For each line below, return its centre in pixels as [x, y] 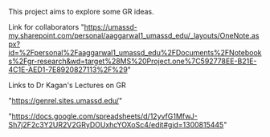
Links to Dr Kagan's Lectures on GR [67, 85]
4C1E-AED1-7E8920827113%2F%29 [68, 70]
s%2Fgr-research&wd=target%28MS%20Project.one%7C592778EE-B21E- [133, 61]
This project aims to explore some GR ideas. [81, 12]
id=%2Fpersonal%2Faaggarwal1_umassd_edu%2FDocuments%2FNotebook [135, 52]
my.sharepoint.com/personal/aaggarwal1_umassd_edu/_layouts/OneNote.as [134, 36]
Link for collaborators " [46, 27]
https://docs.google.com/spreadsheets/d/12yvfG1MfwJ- [105, 116]
